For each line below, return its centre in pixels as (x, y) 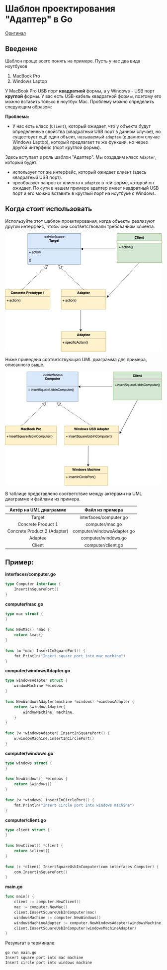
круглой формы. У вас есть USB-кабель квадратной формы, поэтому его (83, 96)
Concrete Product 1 (38, 524)
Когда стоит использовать (49, 209)
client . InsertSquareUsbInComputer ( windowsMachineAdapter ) (75, 928)
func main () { (20, 897)
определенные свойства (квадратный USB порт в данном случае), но (86, 131)
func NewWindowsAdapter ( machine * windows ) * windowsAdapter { (70, 702)
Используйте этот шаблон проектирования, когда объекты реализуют (80, 221)
